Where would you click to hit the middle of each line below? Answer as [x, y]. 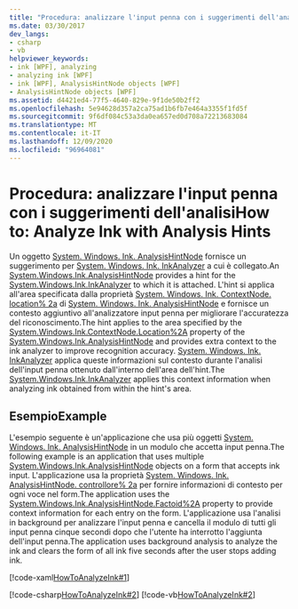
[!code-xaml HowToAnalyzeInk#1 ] [70, 578]
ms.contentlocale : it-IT [55, 133]
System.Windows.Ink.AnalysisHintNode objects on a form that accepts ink [145, 466]
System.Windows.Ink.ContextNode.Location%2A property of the [127, 332]
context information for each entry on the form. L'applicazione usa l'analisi [145, 513]
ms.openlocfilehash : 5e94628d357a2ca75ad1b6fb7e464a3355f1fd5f [129, 108]
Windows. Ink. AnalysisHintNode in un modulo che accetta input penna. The [147, 447]
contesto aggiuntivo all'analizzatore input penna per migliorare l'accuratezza [149, 313]
